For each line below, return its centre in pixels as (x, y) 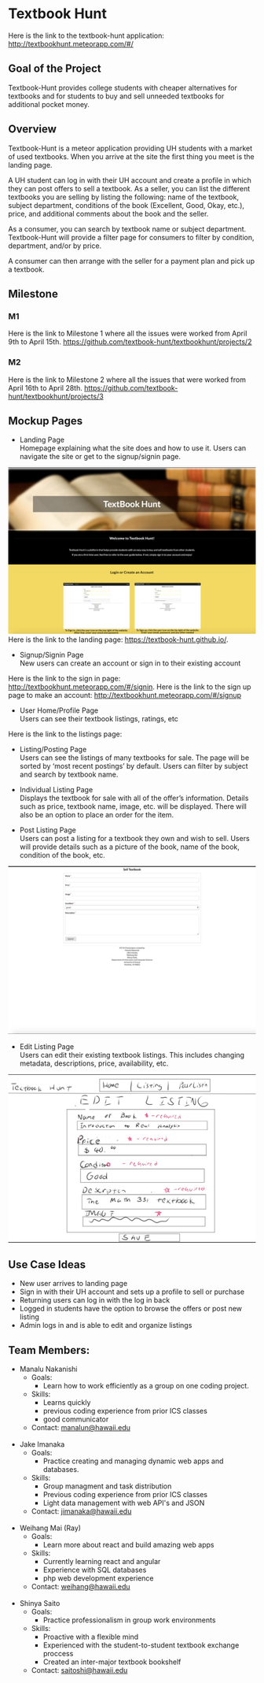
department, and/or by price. (55, 246)
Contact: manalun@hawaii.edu (81, 1428)
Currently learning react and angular (102, 1562)
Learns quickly (67, 1403)
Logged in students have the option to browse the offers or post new (130, 1309)
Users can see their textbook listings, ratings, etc (99, 719)
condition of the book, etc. (62, 855)
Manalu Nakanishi (48, 1369)
